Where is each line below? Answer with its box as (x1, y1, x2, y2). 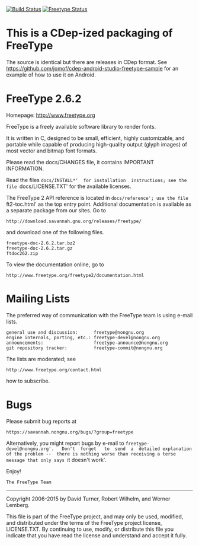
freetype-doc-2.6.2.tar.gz (6, 245, 73, 251)
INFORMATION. (6, 165, 44, 172)
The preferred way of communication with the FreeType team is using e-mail (6, 311, 193, 318)
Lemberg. (6, 501, 30, 508)
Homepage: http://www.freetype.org (6, 111, 96, 119)
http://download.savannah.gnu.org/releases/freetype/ (6, 218, 142, 224)
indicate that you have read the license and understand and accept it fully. (6, 531, 187, 539)
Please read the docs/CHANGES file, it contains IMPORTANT (6, 158, 154, 165)
